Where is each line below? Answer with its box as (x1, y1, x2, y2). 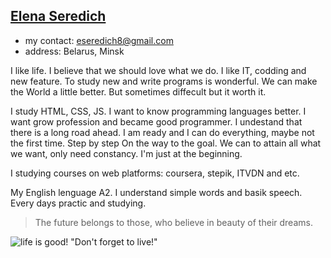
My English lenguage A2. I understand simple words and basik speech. (10, 186, 303, 198)
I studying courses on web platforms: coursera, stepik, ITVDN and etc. (10, 167, 300, 179)
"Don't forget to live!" (70, 235, 158, 248)
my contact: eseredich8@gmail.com (24, 34, 174, 46)
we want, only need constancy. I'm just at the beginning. (10, 147, 243, 159)
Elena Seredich (10, 8, 107, 25)
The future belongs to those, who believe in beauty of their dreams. (34, 216, 313, 228)
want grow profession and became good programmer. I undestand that (10, 115, 303, 128)
